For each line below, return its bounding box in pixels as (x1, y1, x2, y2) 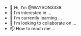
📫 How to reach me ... (9, 26, 55, 31)
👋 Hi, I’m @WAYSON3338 (9, 5, 62, 10)
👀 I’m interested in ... (9, 10, 52, 16)
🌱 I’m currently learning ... (9, 15, 62, 20)
